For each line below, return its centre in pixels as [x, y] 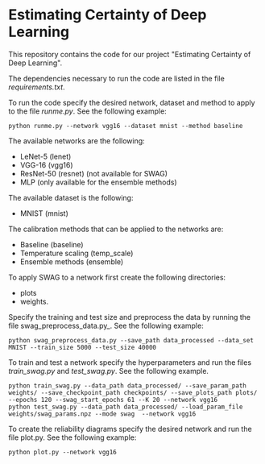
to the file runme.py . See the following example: [87, 111]
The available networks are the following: [77, 141]
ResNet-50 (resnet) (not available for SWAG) [93, 173]
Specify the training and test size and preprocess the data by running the [130, 317]
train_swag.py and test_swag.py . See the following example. [109, 371]
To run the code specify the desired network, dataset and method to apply [132, 102]
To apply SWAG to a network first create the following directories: [117, 277]
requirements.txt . [37, 87]
